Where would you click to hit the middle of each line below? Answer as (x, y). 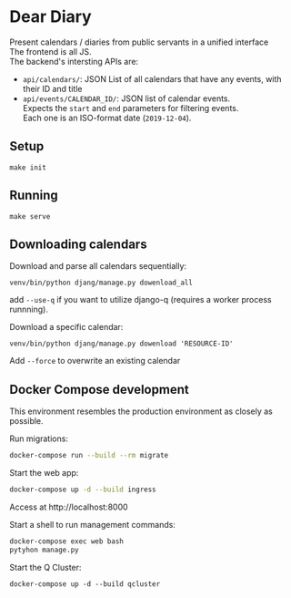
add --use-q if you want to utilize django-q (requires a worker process (140, 300)
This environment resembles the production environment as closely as (141, 411)
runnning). (29, 309)
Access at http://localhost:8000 (69, 507)
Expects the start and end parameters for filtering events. (130, 108)
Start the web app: (44, 473)
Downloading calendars (78, 244)
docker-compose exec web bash (67, 541)
